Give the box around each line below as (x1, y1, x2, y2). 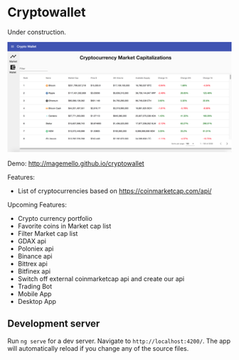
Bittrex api (17, 260, 48, 268)
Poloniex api (17, 244, 54, 253)
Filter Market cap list (17, 229, 78, 238)
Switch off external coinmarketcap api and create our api (17, 275, 185, 283)
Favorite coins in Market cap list (17, 222, 112, 230)
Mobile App (17, 290, 52, 298)
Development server (7, 317, 100, 330)
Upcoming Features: (7, 200, 68, 209)
